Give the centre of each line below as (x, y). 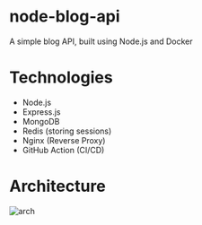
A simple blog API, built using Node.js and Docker (101, 41)
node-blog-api (65, 17)
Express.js (41, 112)
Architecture (57, 186)
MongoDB (41, 121)
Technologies (61, 78)
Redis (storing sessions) (67, 131)
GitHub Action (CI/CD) (63, 150)
